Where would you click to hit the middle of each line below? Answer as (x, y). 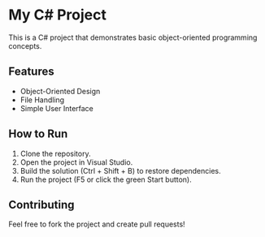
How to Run (38, 134)
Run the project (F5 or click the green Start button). (106, 179)
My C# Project (58, 15)
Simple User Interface (56, 108)
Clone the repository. (55, 153)
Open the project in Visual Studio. (76, 162)
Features (31, 72)
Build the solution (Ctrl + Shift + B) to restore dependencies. (120, 170)
